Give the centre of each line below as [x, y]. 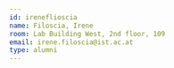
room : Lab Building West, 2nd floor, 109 [87, 34]
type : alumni [33, 50]
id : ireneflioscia [43, 17]
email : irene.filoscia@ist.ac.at [71, 42]
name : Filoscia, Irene [51, 26]
